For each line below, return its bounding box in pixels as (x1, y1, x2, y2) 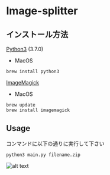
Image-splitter (6, 4, 78, 18)
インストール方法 (6, 29, 69, 39)
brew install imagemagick (6, 107, 70, 113)
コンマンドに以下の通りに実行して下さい (6, 140, 105, 147)
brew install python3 (6, 68, 60, 74)
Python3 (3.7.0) (6, 46, 44, 52)
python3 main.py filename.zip (6, 152, 81, 158)
